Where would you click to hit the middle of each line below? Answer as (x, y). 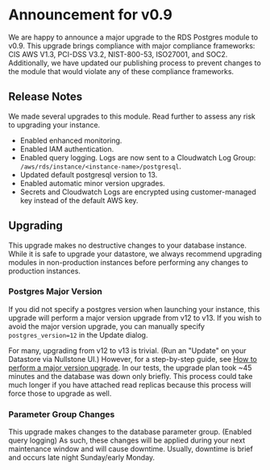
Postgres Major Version (56, 292)
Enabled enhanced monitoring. (71, 140)
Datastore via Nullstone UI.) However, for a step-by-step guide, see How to (133, 359)
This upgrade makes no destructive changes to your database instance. (128, 245)
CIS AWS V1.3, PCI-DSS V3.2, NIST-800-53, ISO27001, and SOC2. (118, 54)
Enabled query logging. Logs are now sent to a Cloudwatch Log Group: (138, 157)
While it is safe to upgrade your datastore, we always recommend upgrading (135, 254)
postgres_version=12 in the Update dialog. (78, 335)
